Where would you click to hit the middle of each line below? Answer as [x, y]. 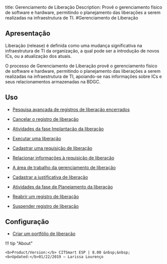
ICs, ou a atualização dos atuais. [38, 56]
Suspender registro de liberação [45, 206]
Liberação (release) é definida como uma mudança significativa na [74, 45]
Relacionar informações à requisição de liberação [63, 158]
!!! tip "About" [19, 244]
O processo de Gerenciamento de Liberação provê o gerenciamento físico [82, 66]
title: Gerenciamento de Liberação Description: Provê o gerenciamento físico [84, 7]
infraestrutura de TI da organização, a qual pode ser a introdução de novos [82, 51]
